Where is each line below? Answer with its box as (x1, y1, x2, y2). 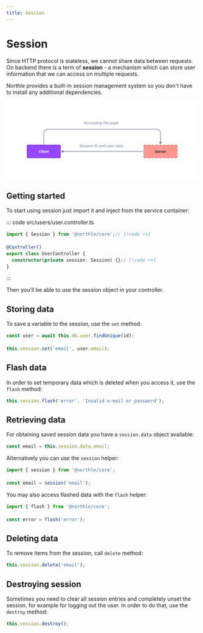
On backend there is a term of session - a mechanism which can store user (6, 63, 196, 71)
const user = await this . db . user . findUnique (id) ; (6, 333, 135, 339)
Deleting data (6, 533, 58, 543)
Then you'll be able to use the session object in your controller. (6, 286, 164, 294)
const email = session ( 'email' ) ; (6, 480, 91, 486)
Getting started (6, 190, 66, 201)
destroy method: (6, 608, 48, 615)
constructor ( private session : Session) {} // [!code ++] (12, 257, 156, 263)
